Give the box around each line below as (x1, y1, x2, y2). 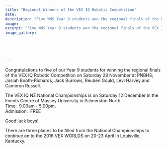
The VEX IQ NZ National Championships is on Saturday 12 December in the (5, 92, 159, 98)
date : (5, 12, 16, 17)
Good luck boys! (5, 118, 39, 124)
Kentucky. (5, 138, 26, 144)
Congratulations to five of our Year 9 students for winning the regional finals (5, 67, 161, 73)
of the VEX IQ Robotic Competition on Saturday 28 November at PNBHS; (5, 73, 154, 78)
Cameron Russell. (5, 83, 41, 89)
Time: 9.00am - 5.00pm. (5, 103, 56, 109)
